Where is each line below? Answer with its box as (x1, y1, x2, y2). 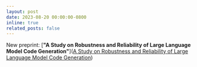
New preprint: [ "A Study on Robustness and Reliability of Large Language (6, 42, 191, 49)
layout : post (6, 8, 39, 15)
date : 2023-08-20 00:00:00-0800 (6, 14, 87, 20)
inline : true (6, 20, 39, 25)
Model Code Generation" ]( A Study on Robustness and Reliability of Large (6, 48, 189, 55)
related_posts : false (6, 25, 60, 31)
